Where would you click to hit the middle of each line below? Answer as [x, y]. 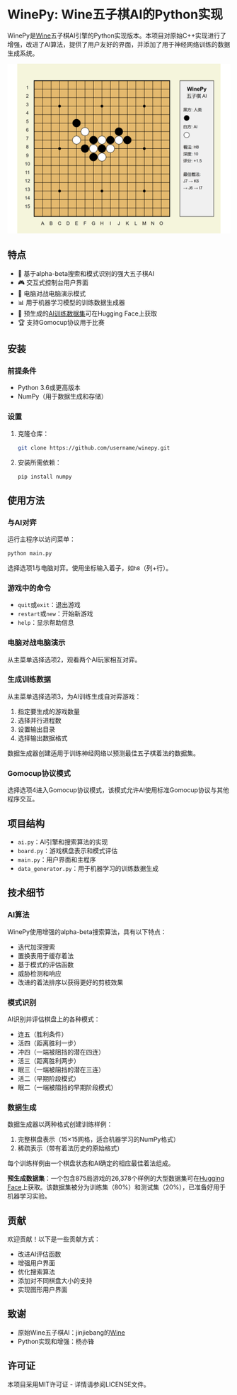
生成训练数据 [29, 679]
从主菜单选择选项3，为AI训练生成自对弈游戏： [74, 696]
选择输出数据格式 [42, 738]
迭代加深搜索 [36, 947]
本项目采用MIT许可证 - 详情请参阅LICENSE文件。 [79, 1384]
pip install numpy [45, 477]
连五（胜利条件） [42, 1034]
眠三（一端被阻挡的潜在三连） [61, 1069]
